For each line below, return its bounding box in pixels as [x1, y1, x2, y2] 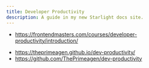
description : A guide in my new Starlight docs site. [6, 14, 144, 20]
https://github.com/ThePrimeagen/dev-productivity [14, 55, 142, 62]
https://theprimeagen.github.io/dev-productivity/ [14, 48, 136, 55]
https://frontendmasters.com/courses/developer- [14, 30, 137, 38]
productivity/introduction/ [14, 37, 79, 44]
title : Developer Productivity [6, 8, 85, 15]
